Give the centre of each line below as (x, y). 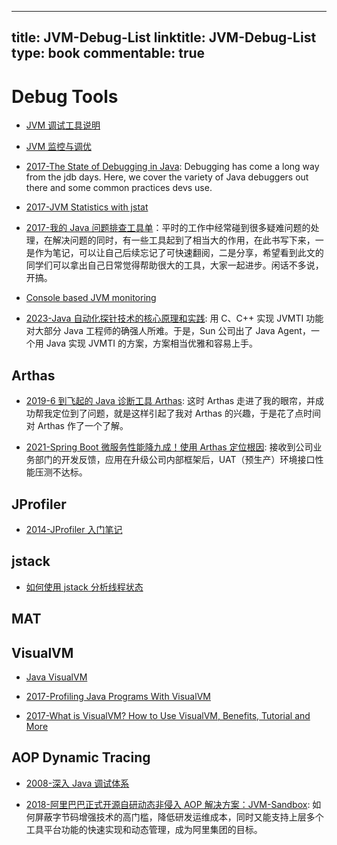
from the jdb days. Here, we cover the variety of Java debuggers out (167, 177)
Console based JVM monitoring (91, 298)
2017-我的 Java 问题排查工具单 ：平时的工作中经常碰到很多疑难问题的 (168, 228)
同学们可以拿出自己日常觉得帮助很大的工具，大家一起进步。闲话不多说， (174, 265)
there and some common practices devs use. (119, 188)
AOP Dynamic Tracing (81, 757)
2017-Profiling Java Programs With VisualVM (118, 696)
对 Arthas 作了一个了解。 (77, 426)
